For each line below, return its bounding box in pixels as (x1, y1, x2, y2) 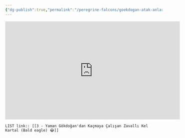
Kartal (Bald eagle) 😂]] (5, 128, 59, 133)
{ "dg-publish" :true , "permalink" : (5, 7, 75, 12)
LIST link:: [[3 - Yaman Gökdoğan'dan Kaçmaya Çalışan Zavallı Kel (5, 123, 149, 129)
